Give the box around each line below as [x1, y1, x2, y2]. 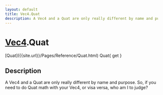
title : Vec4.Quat [5, 12, 40, 16]
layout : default [5, 7, 38, 12]
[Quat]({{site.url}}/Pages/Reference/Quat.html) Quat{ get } [5, 53, 122, 58]
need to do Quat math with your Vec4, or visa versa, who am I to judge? [5, 85, 148, 91]
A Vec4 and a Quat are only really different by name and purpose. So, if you [5, 80, 156, 85]
